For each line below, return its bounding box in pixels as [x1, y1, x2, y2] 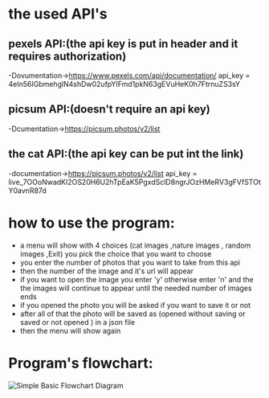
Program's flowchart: [8, 354, 154, 372]
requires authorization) [8, 49, 127, 63]
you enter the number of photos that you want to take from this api [19, 257, 241, 267]
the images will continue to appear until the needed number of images [19, 283, 252, 293]
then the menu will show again [19, 326, 121, 335]
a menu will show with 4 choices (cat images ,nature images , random [19, 240, 251, 250]
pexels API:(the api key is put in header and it [8, 37, 238, 51]
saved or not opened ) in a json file [19, 317, 135, 326]
